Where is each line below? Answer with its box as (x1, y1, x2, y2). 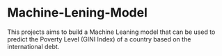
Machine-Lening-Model (7, 5, 148, 21)
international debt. (7, 42, 60, 50)
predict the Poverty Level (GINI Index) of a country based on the (7, 35, 191, 43)
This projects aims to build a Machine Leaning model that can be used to (7, 28, 216, 36)
